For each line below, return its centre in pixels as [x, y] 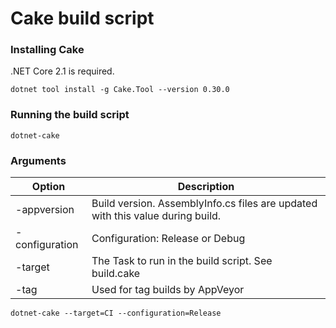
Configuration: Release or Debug [168, 239]
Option [48, 187]
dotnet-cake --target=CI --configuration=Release [116, 313]
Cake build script [82, 18]
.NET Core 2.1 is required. [62, 71]
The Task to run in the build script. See [182, 261]
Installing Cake [47, 50]
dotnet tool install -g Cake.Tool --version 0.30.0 [120, 90]
